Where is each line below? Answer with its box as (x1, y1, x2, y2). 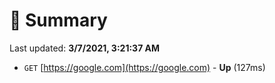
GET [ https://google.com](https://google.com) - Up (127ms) (23, 61, 266, 73)
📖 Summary (9, 9, 108, 32)
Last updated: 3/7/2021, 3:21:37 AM (9, 42, 161, 54)
